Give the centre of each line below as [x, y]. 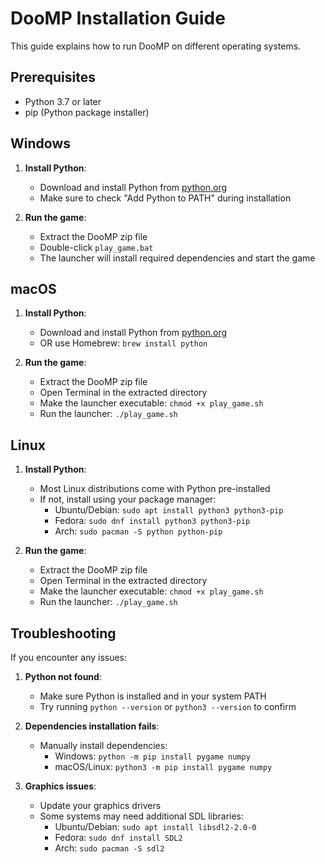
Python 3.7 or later [63, 101]
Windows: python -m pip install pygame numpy [152, 756]
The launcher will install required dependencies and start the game [177, 258]
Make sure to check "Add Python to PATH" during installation [165, 198]
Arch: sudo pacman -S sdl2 [109, 848]
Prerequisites [53, 77]
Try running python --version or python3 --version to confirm [168, 706]
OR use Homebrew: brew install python [123, 343]
